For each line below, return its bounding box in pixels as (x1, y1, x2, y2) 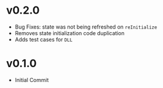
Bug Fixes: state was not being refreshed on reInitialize (14, 23, 157, 30)
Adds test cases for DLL (14, 36, 73, 43)
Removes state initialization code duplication (14, 29, 125, 36)
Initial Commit (14, 76, 49, 83)
